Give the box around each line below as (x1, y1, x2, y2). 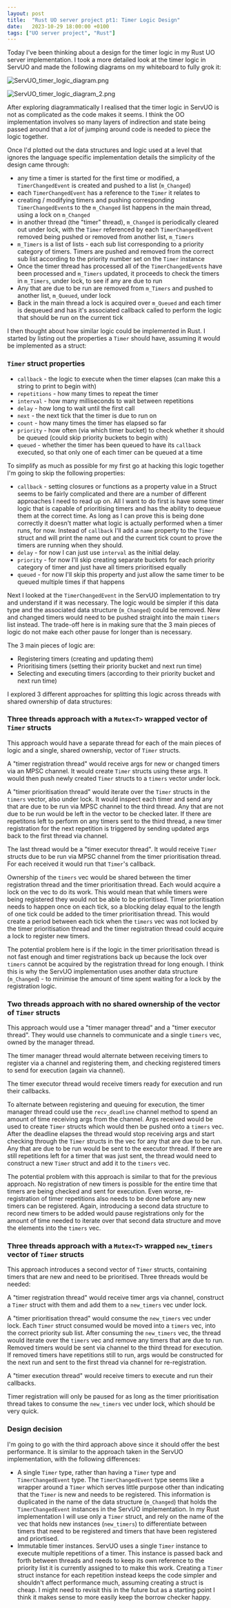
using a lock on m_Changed (17, 211, 90, 219)
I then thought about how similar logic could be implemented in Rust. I (7, 327, 205, 335)
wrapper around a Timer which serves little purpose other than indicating (17, 1483, 224, 1491)
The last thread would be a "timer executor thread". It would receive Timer (7, 844, 217, 853)
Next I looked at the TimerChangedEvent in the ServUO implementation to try (7, 591, 221, 599)
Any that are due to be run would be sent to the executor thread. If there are (7, 1144, 223, 1153)
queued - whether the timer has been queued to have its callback (17, 440, 201, 449)
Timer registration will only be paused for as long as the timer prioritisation (7, 1392, 219, 1401)
